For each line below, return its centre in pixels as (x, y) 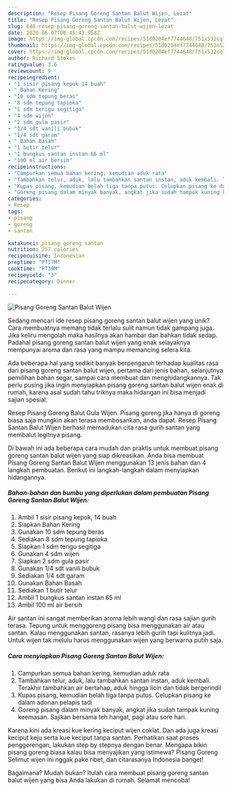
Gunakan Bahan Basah (50, 583)
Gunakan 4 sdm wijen (48, 554)
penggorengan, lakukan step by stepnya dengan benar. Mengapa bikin (108, 745)
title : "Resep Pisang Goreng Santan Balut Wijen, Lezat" (91, 20)
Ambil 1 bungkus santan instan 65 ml (70, 598)
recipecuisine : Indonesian (46, 256)
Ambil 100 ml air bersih (50, 605)
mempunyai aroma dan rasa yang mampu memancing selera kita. (100, 349)
